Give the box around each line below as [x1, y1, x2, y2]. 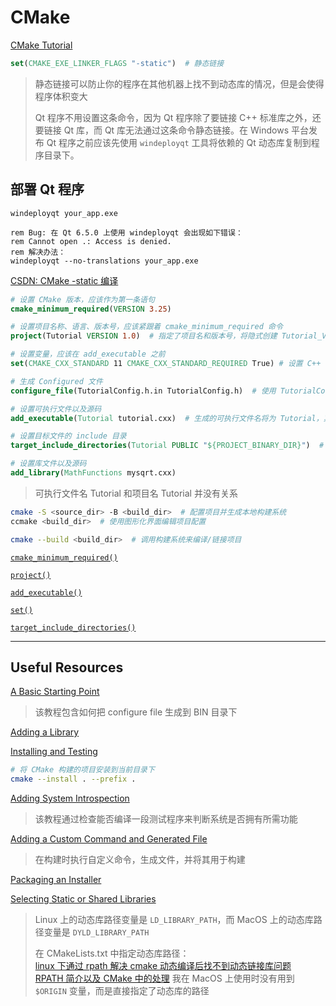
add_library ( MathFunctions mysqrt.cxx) [10, 468, 177, 478]
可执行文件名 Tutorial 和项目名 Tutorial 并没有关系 [34, 487, 238, 499]
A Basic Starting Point [10, 686, 100, 698]
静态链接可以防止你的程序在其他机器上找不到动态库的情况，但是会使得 [34, 77, 325, 90]
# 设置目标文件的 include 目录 [10, 431, 127, 441]
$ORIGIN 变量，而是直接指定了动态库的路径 [34, 985, 210, 997]
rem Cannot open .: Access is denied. [10, 236, 172, 246]
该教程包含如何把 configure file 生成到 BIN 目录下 [34, 706, 238, 718]
